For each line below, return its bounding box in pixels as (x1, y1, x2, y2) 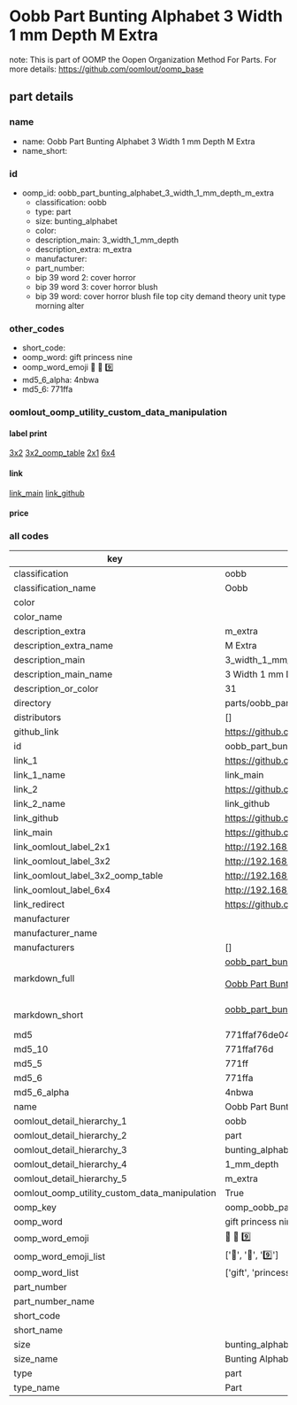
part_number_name (13, 1295, 95, 1308)
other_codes (9, 322, 65, 334)
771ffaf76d (225, 1043, 274, 1056)
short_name (13, 1324, 64, 1337)
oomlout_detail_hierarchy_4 (13, 1158, 127, 1171)
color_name (13, 610, 63, 623)
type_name (13, 1382, 60, 1394)
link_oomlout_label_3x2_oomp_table (13, 870, 164, 882)
